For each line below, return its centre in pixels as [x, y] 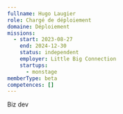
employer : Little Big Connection [68, 59]
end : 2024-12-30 [43, 46]
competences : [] [31, 85]
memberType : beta [32, 78]
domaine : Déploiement [39, 26]
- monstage [41, 72]
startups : [34, 65]
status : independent [49, 53]
